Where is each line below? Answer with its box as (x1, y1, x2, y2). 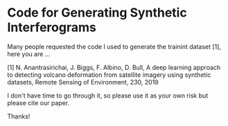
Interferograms (7, 19, 97, 35)
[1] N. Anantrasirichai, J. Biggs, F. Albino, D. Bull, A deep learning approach (7, 63, 221, 71)
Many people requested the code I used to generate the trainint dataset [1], (7, 42, 222, 51)
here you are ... (7, 50, 51, 58)
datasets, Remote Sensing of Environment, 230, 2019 (7, 78, 159, 86)
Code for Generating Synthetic (7, 5, 187, 21)
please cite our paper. (7, 98, 70, 107)
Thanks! (7, 112, 30, 120)
